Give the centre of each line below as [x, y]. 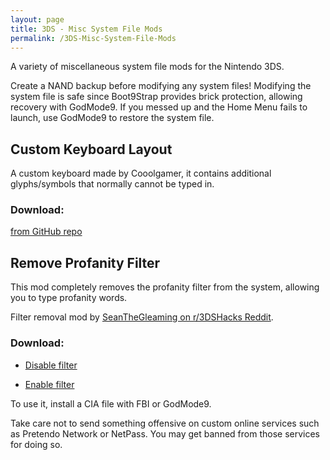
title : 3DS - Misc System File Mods [86, 29]
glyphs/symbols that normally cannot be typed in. [112, 184]
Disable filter [51, 365]
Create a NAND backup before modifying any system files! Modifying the [161, 86]
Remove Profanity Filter [85, 262]
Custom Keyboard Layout [91, 149]
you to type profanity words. [69, 298]
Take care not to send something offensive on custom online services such [165, 423]
